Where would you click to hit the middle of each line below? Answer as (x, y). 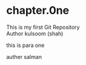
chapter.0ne (38, 11)
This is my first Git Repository (43, 27)
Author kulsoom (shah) (35, 33)
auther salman (24, 57)
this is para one (25, 45)
